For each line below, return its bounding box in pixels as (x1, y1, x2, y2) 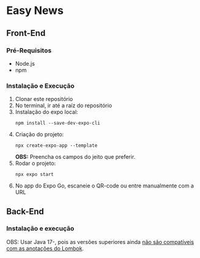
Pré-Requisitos (6, 46, 52, 55)
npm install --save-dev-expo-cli (15, 120, 101, 127)
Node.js (15, 60, 35, 67)
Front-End (6, 28, 46, 38)
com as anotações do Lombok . (6, 245, 84, 252)
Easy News (6, 4, 64, 18)
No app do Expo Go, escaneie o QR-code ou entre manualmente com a (15, 182, 194, 189)
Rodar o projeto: (15, 159, 56, 167)
